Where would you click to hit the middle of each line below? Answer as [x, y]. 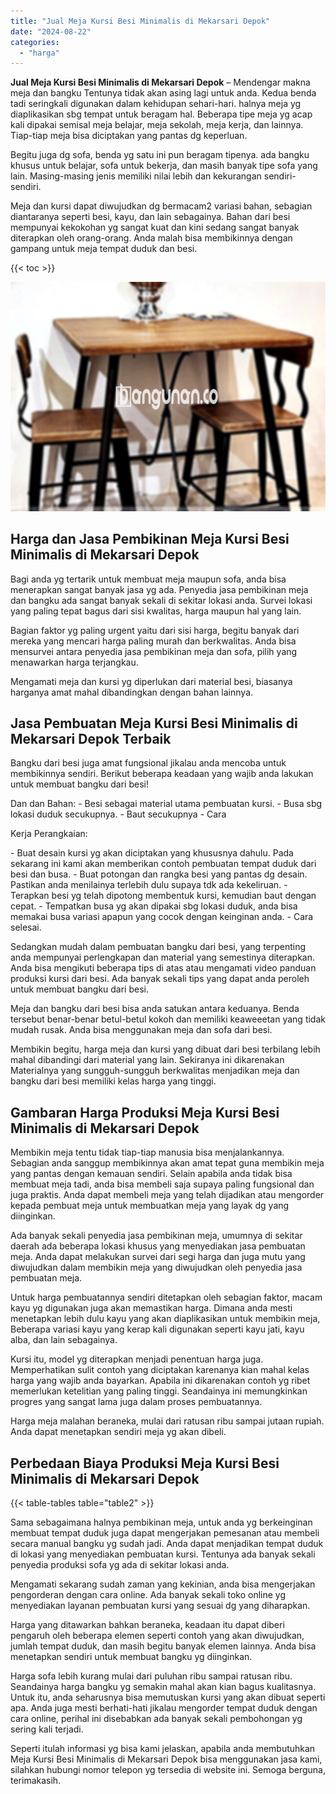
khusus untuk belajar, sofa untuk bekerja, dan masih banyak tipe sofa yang [164, 166]
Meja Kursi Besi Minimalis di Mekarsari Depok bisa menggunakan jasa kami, [166, 1759]
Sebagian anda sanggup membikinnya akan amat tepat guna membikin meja [167, 1163]
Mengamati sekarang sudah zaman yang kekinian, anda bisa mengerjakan [163, 1584]
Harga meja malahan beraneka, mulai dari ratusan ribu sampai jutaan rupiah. [167, 1421]
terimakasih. [36, 1781]
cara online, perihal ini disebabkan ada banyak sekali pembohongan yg [156, 1719]
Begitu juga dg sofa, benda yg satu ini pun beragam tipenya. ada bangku [160, 155]
